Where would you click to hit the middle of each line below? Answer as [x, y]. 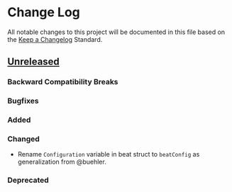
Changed [24, 139]
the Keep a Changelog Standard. [55, 39]
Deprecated [28, 180]
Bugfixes [23, 101]
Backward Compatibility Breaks [63, 82]
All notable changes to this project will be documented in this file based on [116, 32]
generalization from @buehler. [62, 162]
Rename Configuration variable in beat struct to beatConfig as [109, 154]
